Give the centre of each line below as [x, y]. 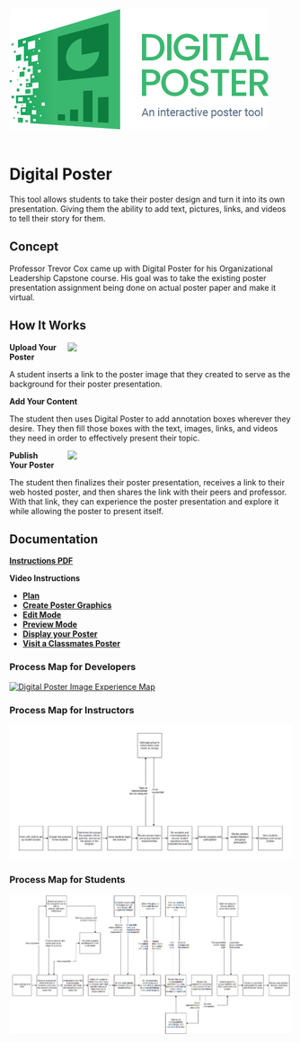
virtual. [22, 297]
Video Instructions [45, 578]
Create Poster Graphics [67, 605]
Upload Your [33, 347]
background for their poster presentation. [86, 384]
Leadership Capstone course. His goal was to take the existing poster [138, 277]
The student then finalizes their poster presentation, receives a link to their [147, 482]
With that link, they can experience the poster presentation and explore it [144, 501]
